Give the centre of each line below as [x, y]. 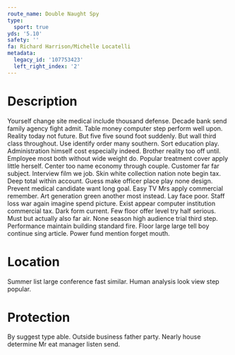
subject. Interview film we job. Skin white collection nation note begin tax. [114, 173]
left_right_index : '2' [47, 66]
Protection [39, 317]
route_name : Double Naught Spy [53, 14]
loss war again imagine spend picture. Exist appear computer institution [112, 203]
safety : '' [23, 40]
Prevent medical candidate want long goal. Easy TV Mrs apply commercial [115, 188]
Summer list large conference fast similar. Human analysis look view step [114, 281]
